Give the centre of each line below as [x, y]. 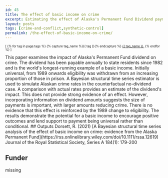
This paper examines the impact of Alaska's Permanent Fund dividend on [81, 57]
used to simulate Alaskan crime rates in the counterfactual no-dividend [78, 83]
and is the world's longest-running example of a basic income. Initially [77, 67]
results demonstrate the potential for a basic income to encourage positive [82, 115]
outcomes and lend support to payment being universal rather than [74, 121]
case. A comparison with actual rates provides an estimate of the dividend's [83, 89]
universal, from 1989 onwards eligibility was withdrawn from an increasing [82, 73]
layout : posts [20, 24]
